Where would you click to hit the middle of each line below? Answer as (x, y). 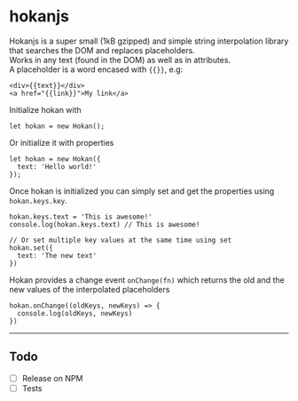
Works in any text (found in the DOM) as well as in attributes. (120, 60)
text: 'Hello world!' (57, 166)
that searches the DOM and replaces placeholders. (102, 50)
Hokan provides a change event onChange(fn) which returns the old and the (147, 280)
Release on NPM (52, 378)
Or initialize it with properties (62, 142)
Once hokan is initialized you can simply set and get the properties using (142, 191)
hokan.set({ (31, 248)
